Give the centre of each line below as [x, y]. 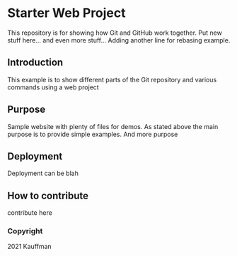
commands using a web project [53, 87]
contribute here [30, 213]
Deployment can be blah [43, 173]
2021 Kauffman [29, 247]
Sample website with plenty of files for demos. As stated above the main [113, 126]
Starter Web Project [67, 13]
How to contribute [48, 195]
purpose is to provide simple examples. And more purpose [93, 134]
